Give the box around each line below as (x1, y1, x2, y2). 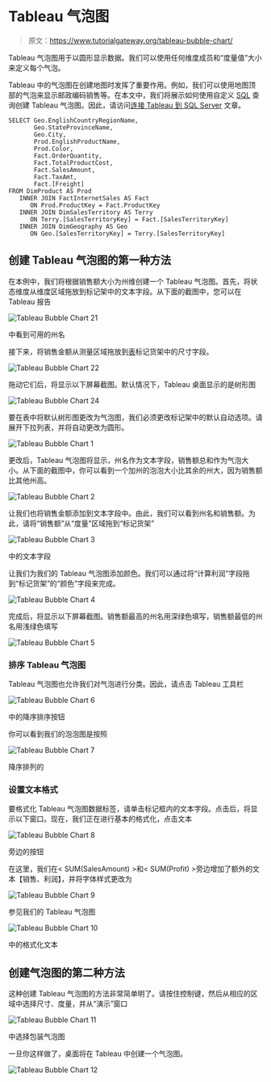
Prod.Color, (33, 145, 74, 153)
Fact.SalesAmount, (33, 166, 95, 174)
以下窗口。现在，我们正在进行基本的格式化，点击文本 (15, 814, 192, 824)
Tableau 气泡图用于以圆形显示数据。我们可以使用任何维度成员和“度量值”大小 (8, 53, 262, 62)
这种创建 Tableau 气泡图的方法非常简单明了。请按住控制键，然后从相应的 (8, 989, 252, 999)
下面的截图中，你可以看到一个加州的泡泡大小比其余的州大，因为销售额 (29, 465, 263, 475)
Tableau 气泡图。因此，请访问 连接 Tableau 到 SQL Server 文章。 (31, 100, 246, 110)
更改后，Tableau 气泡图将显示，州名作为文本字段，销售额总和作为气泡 (8, 455, 242, 465)
